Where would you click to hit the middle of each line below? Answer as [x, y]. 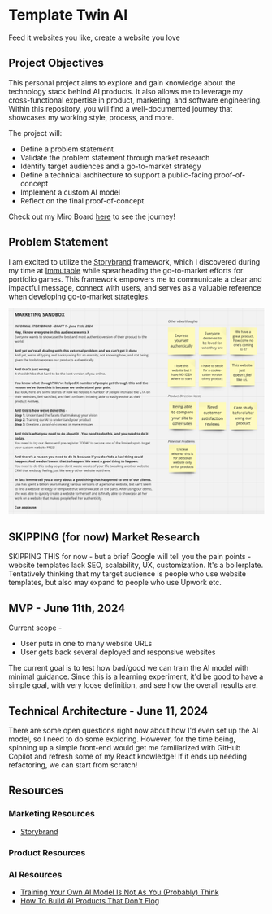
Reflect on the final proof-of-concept [82, 200]
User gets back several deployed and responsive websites [118, 652]
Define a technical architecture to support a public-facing [116, 175]
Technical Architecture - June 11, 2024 [108, 711]
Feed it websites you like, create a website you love [94, 37]
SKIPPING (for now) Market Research [104, 537]
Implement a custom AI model [70, 192]
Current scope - [35, 628]
